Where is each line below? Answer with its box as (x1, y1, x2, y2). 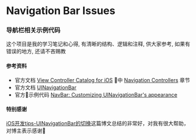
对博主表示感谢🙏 (6, 127, 46, 134)
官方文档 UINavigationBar (14, 84, 77, 91)
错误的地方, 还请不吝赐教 (6, 48, 66, 55)
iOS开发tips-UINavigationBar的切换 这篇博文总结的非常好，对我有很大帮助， (6, 119, 190, 127)
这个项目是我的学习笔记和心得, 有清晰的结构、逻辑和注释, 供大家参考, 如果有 (6, 40, 190, 47)
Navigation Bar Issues (6, 4, 116, 18)
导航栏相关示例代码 (6, 26, 61, 35)
